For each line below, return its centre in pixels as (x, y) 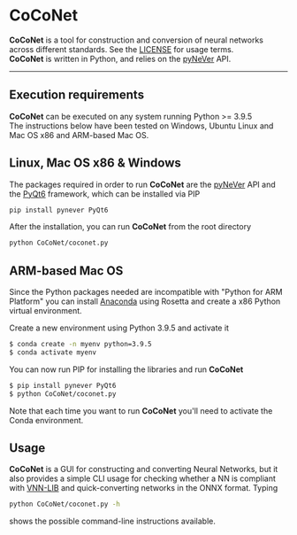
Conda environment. (46, 420)
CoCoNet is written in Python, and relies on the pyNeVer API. (120, 58)
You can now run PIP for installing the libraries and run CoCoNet (126, 369)
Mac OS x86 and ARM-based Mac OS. (79, 135)
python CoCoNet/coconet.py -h (65, 504)
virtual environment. (46, 311)
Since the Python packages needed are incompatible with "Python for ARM (146, 292)
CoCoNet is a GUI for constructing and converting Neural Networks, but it (144, 469)
